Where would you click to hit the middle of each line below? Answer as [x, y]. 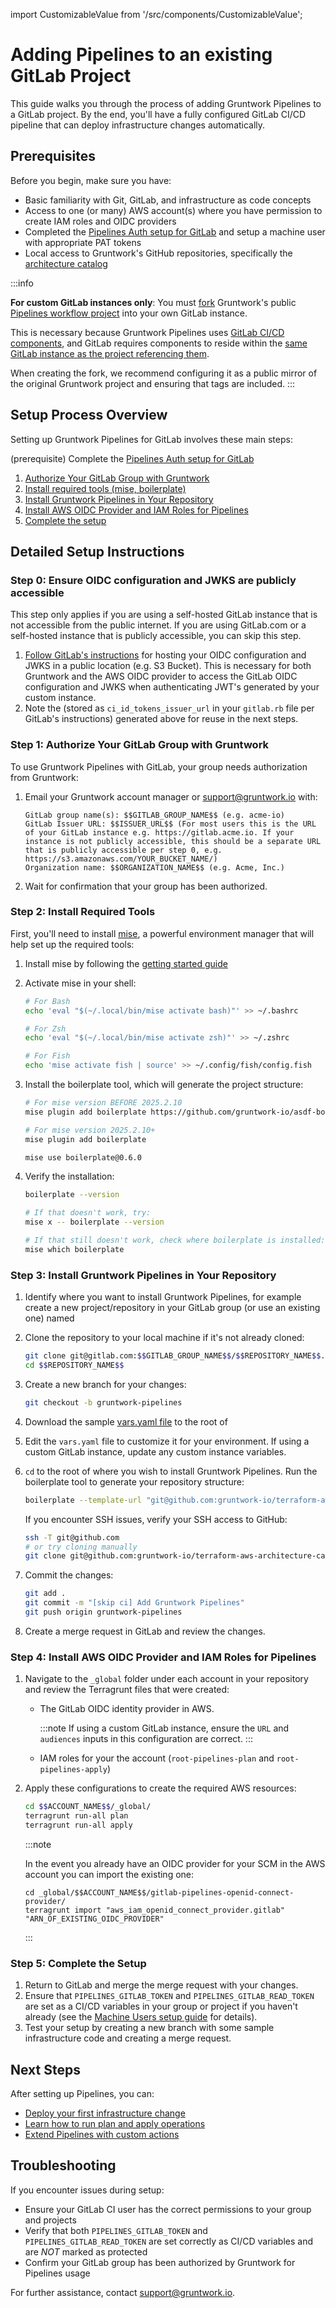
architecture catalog [66, 263]
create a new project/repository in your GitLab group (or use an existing [172, 1308]
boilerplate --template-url [83, 1500]
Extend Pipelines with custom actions [102, 2134]
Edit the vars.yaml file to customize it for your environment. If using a [167, 1441]
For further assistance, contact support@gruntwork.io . [123, 2292]
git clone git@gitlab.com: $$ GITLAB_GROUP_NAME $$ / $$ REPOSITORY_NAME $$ [173, 1356]
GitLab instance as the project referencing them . [110, 353]
